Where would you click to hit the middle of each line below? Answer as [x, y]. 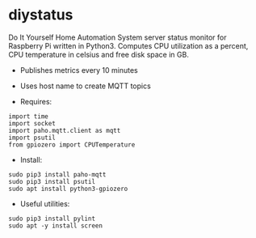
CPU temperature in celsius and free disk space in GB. [99, 54]
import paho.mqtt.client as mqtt [65, 130]
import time [28, 116]
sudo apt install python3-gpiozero [68, 189]
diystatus [41, 15]
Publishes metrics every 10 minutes [79, 70]
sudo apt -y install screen [56, 225]
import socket [32, 123]
